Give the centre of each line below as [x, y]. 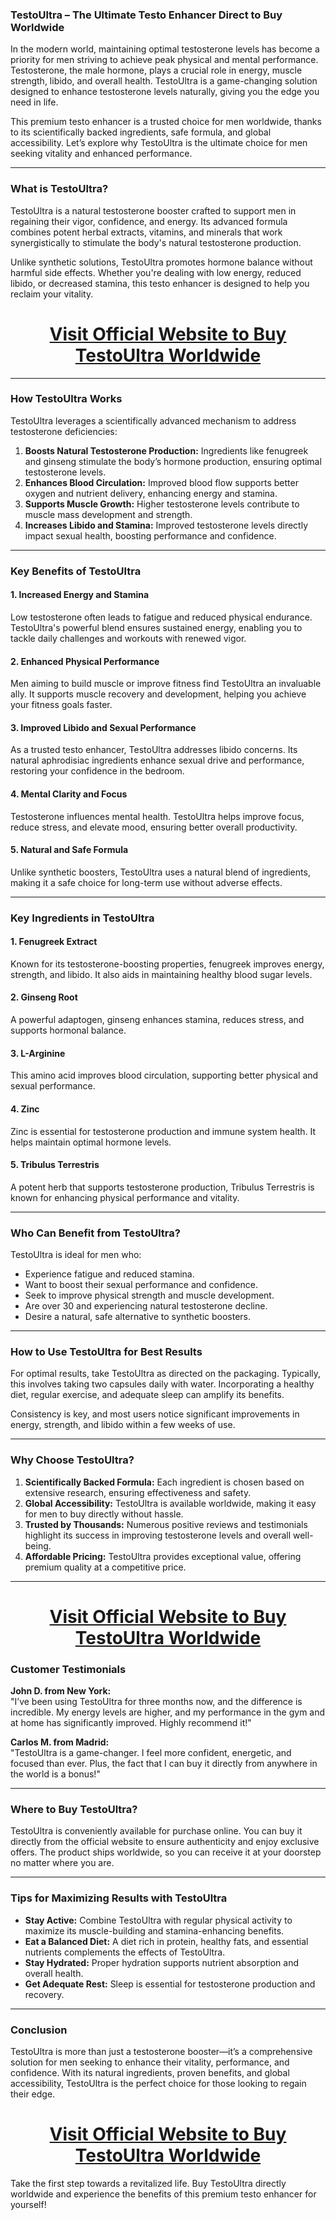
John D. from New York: [61, 1691]
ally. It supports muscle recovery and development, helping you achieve [158, 694]
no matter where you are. [62, 1863]
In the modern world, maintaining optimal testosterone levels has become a [165, 49]
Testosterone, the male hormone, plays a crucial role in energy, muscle [156, 70]
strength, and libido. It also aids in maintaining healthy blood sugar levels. [161, 974]
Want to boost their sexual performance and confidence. [141, 1284]
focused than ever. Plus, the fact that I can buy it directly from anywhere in [164, 1764]
